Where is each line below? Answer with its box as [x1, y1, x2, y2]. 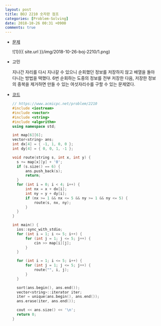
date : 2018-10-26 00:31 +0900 [5, 20, 67, 26]
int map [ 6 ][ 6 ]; [12, 133, 43, 137]
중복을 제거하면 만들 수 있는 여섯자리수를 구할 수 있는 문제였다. [17, 81, 135, 87]
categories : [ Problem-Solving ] [5, 16, 69, 21]
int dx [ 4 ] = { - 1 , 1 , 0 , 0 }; [12, 142, 74, 147]
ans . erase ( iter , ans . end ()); [17, 299, 76, 304]
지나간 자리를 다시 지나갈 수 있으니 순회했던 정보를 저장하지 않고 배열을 [12, 69, 146, 75]
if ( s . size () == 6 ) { [17, 164, 61, 169]
